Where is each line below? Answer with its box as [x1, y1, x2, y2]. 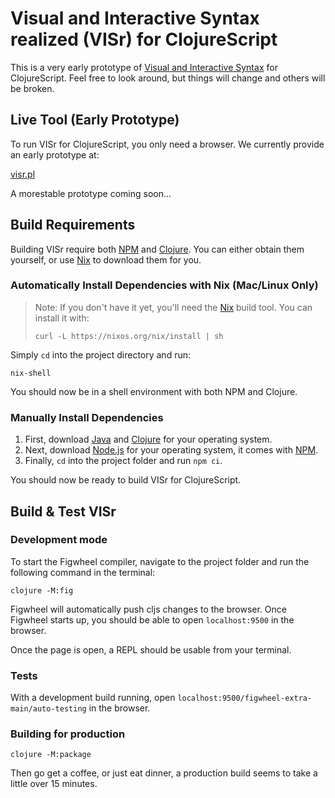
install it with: [34, 312, 90, 324]
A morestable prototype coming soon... [10, 187, 172, 199]
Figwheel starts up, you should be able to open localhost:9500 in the [10, 613, 295, 626]
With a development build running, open [10, 692, 176, 704]
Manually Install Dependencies [10, 410, 164, 424]
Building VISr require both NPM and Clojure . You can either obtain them [10, 243, 305, 255]
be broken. [10, 82, 55, 94]
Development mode [10, 533, 108, 547]
